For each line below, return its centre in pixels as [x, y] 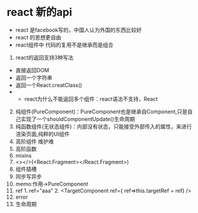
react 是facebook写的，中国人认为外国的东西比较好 [78, 30]
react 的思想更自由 [38, 37]
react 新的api [39, 12]
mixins [24, 155]
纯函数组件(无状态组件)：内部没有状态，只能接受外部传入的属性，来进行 [104, 126]
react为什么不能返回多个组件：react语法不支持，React [91, 98]
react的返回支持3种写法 [44, 57]
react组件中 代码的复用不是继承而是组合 [64, 45]
